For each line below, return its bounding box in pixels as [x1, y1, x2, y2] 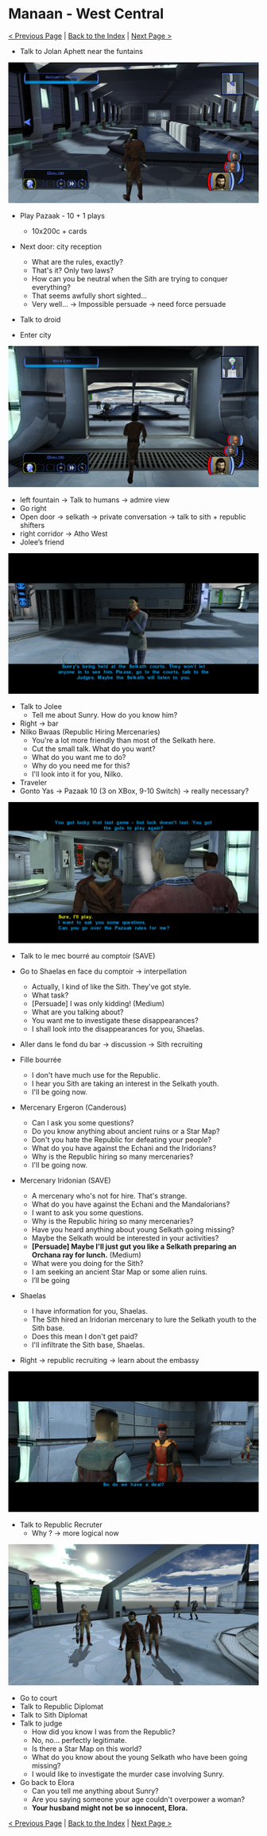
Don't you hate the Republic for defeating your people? [31, 1134, 212, 1145]
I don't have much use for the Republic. [31, 1070, 161, 1079]
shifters [19, 520, 45, 529]
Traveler [19, 778, 48, 788]
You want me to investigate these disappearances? [31, 1015, 199, 1025]
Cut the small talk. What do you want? [31, 744, 157, 753]
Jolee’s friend [19, 537, 65, 547]
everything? [31, 283, 72, 292]
